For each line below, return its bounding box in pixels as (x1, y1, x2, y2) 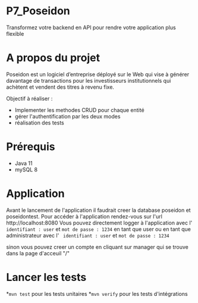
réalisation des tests (14, 119, 64, 126)
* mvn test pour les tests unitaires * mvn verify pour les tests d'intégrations (6, 290, 188, 297)
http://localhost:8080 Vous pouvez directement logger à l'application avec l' (6, 219, 193, 226)
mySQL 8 (14, 165, 37, 173)
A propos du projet (6, 51, 100, 65)
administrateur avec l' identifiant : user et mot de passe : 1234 (6, 232, 169, 239)
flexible (6, 30, 24, 37)
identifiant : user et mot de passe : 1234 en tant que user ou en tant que (6, 225, 191, 233)
